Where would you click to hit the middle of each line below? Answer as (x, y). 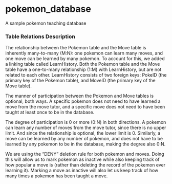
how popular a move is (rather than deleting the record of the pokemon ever (85, 165)
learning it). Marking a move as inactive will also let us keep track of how (82, 171)
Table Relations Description (40, 36)
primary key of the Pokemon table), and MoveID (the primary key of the (80, 81)
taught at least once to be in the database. (50, 112)
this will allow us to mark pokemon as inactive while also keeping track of (82, 159)
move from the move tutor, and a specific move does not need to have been (85, 107)
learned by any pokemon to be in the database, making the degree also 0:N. (85, 144)
